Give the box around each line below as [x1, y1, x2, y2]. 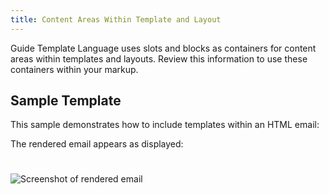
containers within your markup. [10, 63, 139, 75]
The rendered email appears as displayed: [10, 138, 184, 150]
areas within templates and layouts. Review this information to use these [10, 52, 308, 65]
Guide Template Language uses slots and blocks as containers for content [10, 42, 317, 54]
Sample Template [10, 92, 122, 110]
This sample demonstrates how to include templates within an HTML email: [10, 119, 320, 131]
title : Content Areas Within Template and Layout [10, 14, 222, 25]
